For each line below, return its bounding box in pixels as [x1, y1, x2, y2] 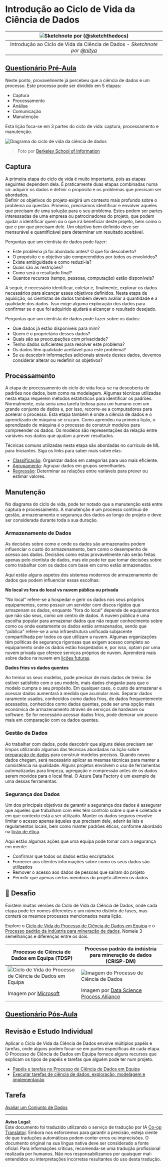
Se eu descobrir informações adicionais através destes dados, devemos [12, 352, 161, 358]
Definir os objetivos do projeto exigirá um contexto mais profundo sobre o [5, 197, 157, 203]
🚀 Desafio [5, 889, 36, 898]
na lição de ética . [5, 829, 41, 835]
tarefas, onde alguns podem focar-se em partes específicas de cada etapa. [5, 1046, 161, 1052]
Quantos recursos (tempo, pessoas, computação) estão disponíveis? [12, 275, 154, 281]
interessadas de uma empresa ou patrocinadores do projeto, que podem [5, 213, 154, 219]
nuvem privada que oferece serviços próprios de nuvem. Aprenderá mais [5, 650, 156, 656]
